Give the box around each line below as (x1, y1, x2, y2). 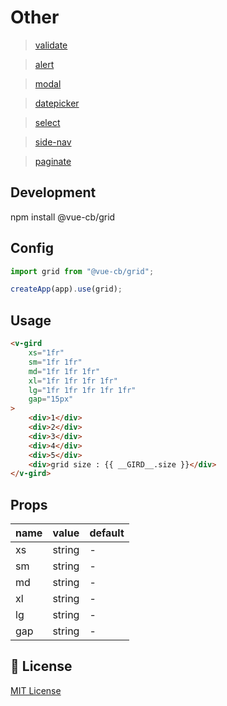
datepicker (34, 97, 80, 109)
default (89, 526, 125, 540)
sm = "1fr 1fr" (28, 357, 83, 367)
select (34, 116, 61, 128)
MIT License (10, 684, 62, 696)
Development (10, 184, 97, 201)
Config (10, 240, 54, 257)
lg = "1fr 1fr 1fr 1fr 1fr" (28, 385, 137, 395)
